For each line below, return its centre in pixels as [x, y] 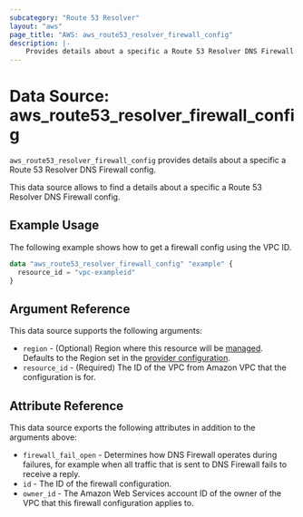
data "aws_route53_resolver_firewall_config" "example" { [121, 264]
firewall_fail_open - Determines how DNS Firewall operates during [150, 455]
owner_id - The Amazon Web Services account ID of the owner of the [152, 493]
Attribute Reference [67, 406]
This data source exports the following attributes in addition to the [132, 428]
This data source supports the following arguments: [106, 331]
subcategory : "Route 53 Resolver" [75, 18]
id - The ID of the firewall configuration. [97, 484]
